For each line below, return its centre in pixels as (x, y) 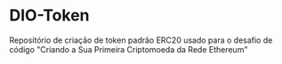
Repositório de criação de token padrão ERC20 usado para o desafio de (141, 40)
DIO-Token (50, 16)
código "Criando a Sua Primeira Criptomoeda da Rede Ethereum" (129, 49)
